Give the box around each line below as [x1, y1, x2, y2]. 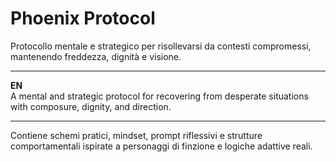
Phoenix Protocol [10, 7, 156, 30]
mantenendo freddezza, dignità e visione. [10, 50, 182, 62]
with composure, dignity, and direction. [10, 100, 172, 112]
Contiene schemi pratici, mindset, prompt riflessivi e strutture [10, 129, 263, 141]
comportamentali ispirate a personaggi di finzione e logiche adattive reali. [10, 140, 313, 152]
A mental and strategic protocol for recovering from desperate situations [10, 90, 309, 102]
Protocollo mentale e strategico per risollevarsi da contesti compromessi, [10, 40, 312, 52]
